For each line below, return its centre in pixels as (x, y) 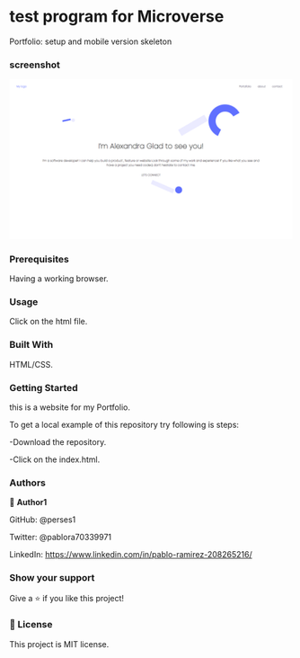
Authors (28, 483)
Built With (31, 345)
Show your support (52, 578)
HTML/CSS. (31, 364)
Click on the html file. (49, 322)
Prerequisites (39, 259)
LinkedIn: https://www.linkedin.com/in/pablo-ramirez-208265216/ (131, 555)
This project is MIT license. (59, 644)
